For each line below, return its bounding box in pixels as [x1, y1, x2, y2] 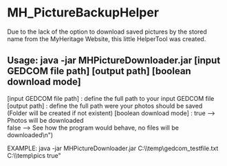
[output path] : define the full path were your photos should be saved [7, 102, 203, 110]
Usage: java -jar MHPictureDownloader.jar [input [7, 55, 221, 67]
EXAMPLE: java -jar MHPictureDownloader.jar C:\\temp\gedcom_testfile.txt [7, 144, 219, 152]
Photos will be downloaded [7, 116, 84, 124]
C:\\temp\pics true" [7, 151, 62, 159]
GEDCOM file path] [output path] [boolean [7, 65, 191, 77]
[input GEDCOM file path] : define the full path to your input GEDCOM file [7, 94, 215, 102]
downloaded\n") [7, 130, 54, 139]
